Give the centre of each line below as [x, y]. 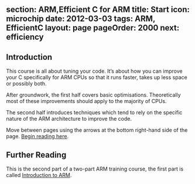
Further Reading [36, 155]
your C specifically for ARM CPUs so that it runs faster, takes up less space [97, 77]
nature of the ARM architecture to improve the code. [69, 119]
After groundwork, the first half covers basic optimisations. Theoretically [93, 95]
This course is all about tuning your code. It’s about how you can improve [94, 71]
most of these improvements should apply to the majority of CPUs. [86, 101]
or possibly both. [26, 84]
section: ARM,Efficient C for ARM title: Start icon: [98, 10]
